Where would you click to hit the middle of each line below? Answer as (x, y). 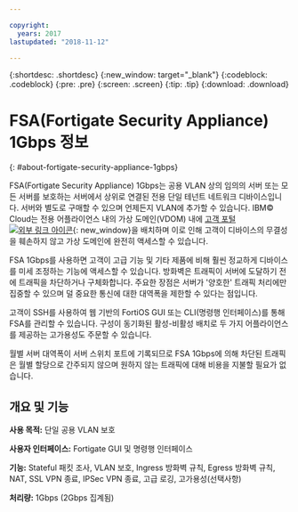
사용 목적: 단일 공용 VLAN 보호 (62, 430)
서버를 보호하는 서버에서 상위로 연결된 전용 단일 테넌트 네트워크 (128, 197)
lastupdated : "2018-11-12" (59, 42)
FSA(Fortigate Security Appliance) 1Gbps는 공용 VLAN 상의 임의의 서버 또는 (144, 186)
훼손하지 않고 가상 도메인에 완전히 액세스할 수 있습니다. (113, 241)
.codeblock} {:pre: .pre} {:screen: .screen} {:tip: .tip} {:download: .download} (149, 85)
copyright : (29, 25)
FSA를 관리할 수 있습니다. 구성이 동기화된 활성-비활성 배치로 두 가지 (126, 324)
